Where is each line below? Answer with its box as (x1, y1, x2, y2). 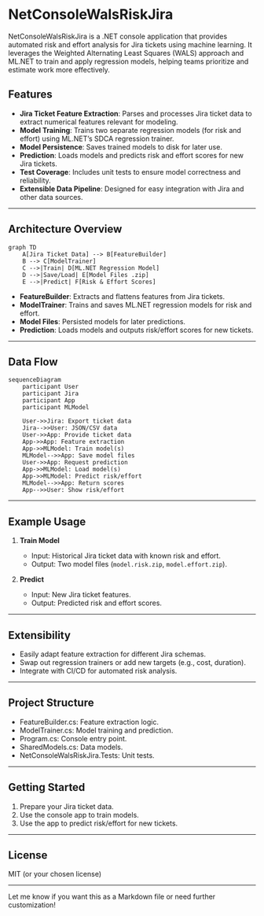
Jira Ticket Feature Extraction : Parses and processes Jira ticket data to (19, 109, 253, 118)
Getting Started (8, 781, 86, 794)
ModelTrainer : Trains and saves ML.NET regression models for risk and (19, 300, 252, 309)
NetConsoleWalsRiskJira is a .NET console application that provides (8, 31, 228, 41)
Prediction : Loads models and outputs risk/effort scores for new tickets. (19, 325, 254, 334)
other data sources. (19, 192, 83, 201)
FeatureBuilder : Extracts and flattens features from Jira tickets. (19, 291, 225, 301)
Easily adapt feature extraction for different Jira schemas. (19, 649, 207, 659)
